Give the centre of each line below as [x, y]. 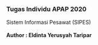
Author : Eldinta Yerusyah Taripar [49, 35]
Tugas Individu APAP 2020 [46, 9]
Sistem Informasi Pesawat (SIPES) [49, 22]
